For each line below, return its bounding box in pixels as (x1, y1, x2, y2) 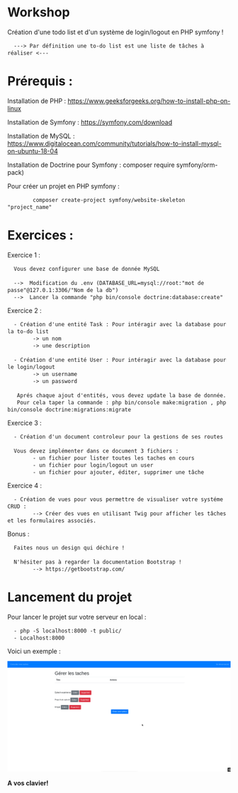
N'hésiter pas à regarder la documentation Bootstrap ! (13, 559, 182, 566)
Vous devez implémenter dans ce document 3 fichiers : (13, 447, 179, 455)
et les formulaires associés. (7, 517, 97, 524)
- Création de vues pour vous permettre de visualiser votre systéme (13, 495, 223, 503)
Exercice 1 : (7, 250, 41, 259)
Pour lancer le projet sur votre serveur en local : (7, 613, 147, 621)
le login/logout (7, 363, 55, 370)
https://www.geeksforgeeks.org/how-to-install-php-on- (67, 97, 231, 105)
